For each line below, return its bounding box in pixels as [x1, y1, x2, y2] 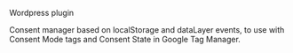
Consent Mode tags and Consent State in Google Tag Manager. [9, 34, 242, 44]
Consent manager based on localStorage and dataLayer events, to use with [9, 25, 285, 34]
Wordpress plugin [9, 8, 75, 18]
